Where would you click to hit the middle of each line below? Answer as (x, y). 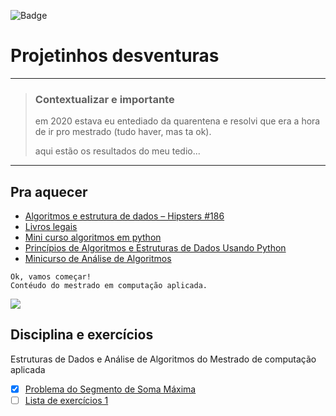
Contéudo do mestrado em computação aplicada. (109, 286)
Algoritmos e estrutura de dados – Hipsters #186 (124, 216)
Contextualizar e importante (104, 99)
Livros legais (51, 227)
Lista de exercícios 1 (66, 400)
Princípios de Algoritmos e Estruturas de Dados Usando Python (155, 248)
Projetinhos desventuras (115, 56)
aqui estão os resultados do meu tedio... (117, 151)
